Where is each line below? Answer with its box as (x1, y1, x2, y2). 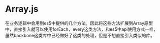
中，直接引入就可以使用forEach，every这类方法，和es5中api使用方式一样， (5, 26, 158, 32)
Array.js (5, 3, 38, 15)
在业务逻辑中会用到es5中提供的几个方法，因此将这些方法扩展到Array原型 (5, 20, 153, 26)
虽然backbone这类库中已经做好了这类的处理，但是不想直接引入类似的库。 (5, 32, 155, 38)
